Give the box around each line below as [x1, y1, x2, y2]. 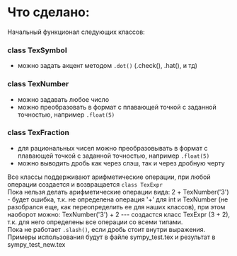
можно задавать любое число [17, 95, 110, 103]
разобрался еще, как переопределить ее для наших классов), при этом [7, 202, 226, 211]
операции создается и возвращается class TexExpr [7, 180, 163, 188]
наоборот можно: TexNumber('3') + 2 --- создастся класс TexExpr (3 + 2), [7, 210, 231, 219]
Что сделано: [7, 4, 90, 21]
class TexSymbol [7, 45, 67, 55]
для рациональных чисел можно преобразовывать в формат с [17, 144, 208, 152]
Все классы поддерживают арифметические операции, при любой [7, 173, 211, 181]
